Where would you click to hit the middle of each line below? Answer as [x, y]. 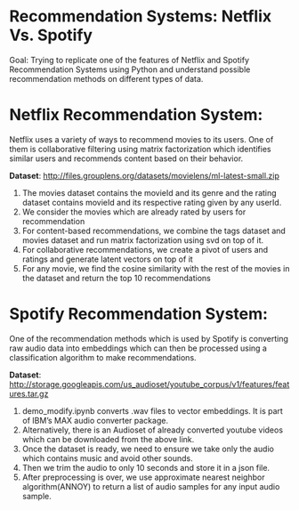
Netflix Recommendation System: [136, 115]
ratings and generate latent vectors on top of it [107, 259]
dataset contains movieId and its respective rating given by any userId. [152, 202]
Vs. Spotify [51, 35]
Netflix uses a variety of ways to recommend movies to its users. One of [141, 139]
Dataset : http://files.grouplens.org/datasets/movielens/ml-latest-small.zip [145, 175]
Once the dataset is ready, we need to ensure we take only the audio [148, 449]
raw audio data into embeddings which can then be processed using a [138, 348]
